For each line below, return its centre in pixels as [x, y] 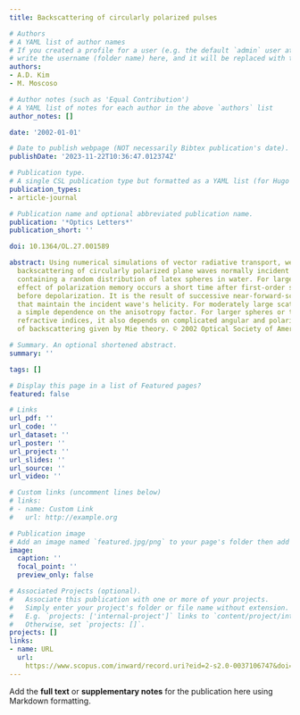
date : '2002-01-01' [46, 132]
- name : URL [31, 649]
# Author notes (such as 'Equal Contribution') [100, 99]
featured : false [39, 394]
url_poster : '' [37, 443]
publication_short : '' [51, 230]
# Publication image [48, 533]
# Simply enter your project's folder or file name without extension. [150, 608]
